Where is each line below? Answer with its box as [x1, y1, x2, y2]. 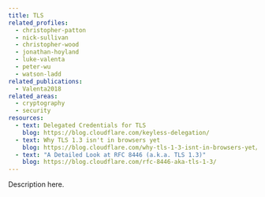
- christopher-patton [15, 26, 87, 34]
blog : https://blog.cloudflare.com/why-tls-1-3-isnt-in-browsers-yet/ [22, 143, 259, 151]
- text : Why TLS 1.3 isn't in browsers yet [15, 136, 160, 144]
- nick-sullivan [15, 33, 69, 42]
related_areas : [8, 92, 58, 100]
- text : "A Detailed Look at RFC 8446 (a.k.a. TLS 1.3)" [15, 151, 207, 158]
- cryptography [15, 99, 65, 107]
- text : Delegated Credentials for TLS [15, 121, 147, 129]
